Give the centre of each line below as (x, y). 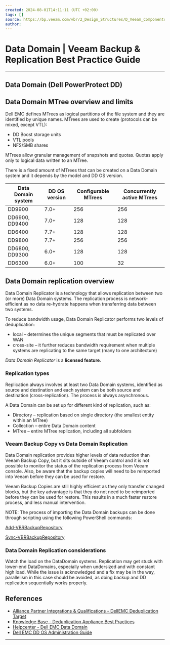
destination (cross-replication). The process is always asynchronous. (77, 395)
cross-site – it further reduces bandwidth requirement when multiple (84, 345)
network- (138, 298)
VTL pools (23, 140)
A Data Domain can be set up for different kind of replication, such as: (78, 405)
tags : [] (14, 15)
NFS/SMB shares (30, 145)
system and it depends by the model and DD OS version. (64, 176)
